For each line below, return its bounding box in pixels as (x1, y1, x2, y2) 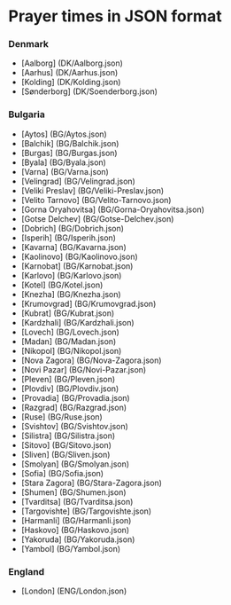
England (8, 565, 45, 577)
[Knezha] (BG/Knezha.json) (20, 288, 121, 299)
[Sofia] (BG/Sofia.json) (20, 467, 104, 478)
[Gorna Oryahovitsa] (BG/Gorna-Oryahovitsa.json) (20, 204, 205, 215)
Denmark (8, 38, 50, 51)
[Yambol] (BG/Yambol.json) (20, 543, 121, 554)
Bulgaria (8, 108, 45, 121)
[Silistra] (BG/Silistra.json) (20, 430, 116, 441)
